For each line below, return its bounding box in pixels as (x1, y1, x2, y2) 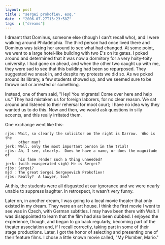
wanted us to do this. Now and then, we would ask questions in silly (5, 107, 143, 113)
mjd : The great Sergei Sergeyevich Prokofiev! (5, 170, 105, 175)
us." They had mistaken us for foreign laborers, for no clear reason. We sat (5, 97, 157, 103)
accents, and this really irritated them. (5, 112, 82, 118)
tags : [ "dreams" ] (5, 21, 45, 26)
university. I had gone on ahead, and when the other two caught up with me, (5, 61, 160, 67)
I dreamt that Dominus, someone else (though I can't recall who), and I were (5, 35, 159, 40)
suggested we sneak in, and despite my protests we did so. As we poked (5, 71, 153, 77)
